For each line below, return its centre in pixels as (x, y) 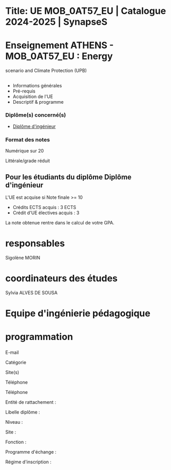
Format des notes (28, 140)
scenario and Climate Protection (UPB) (46, 71)
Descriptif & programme (38, 102)
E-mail (12, 352)
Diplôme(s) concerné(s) (36, 115)
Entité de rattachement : (31, 402)
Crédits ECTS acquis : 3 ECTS (44, 207)
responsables (35, 243)
